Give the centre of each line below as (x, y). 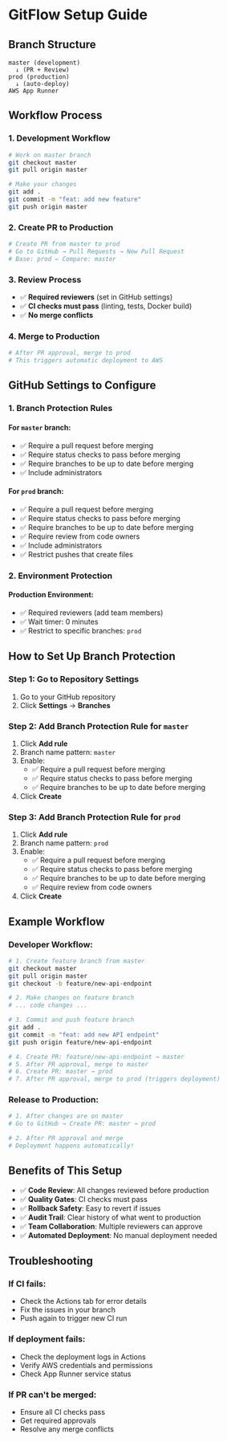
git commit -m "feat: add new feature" (75, 200)
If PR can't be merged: (53, 1395)
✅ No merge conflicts (57, 316)
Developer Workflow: (51, 944)
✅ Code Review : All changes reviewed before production (114, 1190)
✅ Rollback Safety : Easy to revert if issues (90, 1208)
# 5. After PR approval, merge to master (79, 1064)
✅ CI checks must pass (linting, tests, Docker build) (106, 306)
